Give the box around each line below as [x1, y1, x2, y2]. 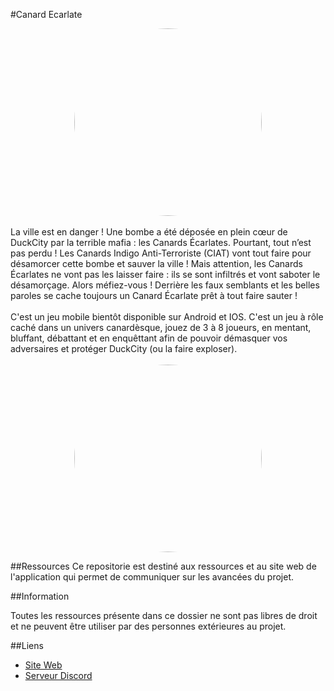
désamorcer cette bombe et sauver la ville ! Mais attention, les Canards [10, 258, 303, 269]
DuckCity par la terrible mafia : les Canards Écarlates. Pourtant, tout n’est [10, 237, 312, 248]
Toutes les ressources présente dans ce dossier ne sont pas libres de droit [10, 610, 318, 621]
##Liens [10, 640, 44, 651]
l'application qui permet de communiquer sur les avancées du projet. [10, 571, 294, 583]
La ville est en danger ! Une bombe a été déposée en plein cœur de [10, 226, 288, 238]
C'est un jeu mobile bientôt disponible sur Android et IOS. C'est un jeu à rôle [10, 311, 324, 323]
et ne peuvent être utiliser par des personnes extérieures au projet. [10, 620, 287, 632]
